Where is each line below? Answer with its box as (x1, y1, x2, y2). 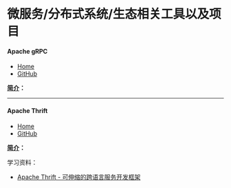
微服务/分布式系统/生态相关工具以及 (7, 6, 210, 22)
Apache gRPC (7, 47, 48, 55)
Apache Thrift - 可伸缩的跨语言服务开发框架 (16, 173, 141, 181)
